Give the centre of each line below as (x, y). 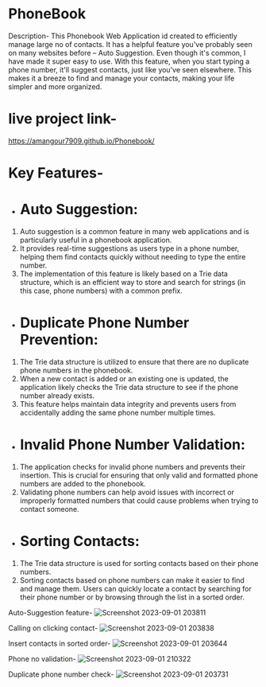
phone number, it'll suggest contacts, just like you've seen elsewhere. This (130, 69)
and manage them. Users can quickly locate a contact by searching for (136, 588)
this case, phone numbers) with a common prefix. (101, 291)
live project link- (63, 119)
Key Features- (56, 173)
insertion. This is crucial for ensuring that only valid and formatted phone (139, 475)
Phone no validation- (42, 658)
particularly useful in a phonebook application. (96, 240)
